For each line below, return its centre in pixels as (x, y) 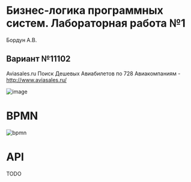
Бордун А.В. (22, 40)
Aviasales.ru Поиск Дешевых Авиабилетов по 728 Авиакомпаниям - (93, 74)
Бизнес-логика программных (85, 11)
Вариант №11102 (38, 59)
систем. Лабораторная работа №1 (96, 23)
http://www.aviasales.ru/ (37, 80)
